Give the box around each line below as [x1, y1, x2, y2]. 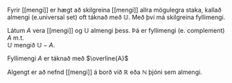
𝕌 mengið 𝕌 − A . [7, 41, 55, 49]
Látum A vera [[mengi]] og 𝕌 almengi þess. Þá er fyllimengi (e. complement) [7, 27, 225, 34]
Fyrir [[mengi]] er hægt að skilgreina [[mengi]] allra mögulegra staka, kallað [7, 6, 222, 14]
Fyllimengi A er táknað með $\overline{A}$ [7, 54, 129, 62]
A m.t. [7, 34, 24, 42]
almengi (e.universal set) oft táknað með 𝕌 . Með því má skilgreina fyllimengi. [7, 13, 226, 21]
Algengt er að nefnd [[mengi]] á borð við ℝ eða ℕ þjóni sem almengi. [7, 68, 202, 76]
